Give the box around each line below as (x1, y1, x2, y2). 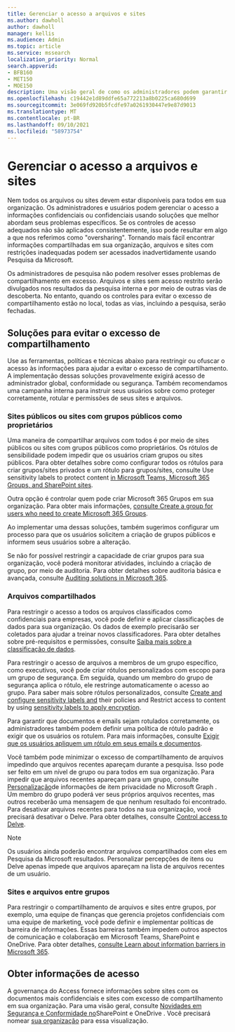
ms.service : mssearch (7, 50, 71, 57)
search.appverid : (7, 62, 58, 70)
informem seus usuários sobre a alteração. (7, 538, 131, 546)
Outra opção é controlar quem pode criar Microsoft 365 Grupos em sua (7, 494, 214, 503)
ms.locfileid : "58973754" (7, 128, 83, 135)
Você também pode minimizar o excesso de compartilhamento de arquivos (7, 753, 224, 761)
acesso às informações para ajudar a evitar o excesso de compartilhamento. (7, 364, 229, 373)
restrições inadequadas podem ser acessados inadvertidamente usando (7, 249, 217, 257)
